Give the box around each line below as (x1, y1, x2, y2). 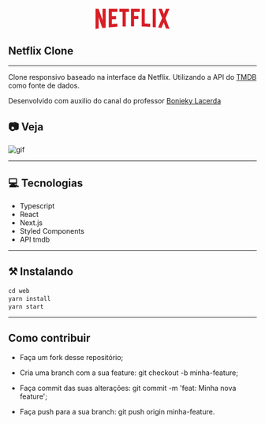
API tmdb (19, 235, 50, 244)
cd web (8, 287, 30, 295)
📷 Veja (8, 120, 44, 133)
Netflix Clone (8, 44, 74, 58)
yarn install (8, 295, 51, 302)
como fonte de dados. (8, 81, 80, 91)
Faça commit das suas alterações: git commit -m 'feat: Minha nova (19, 383, 237, 392)
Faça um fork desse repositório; (19, 352, 124, 362)
